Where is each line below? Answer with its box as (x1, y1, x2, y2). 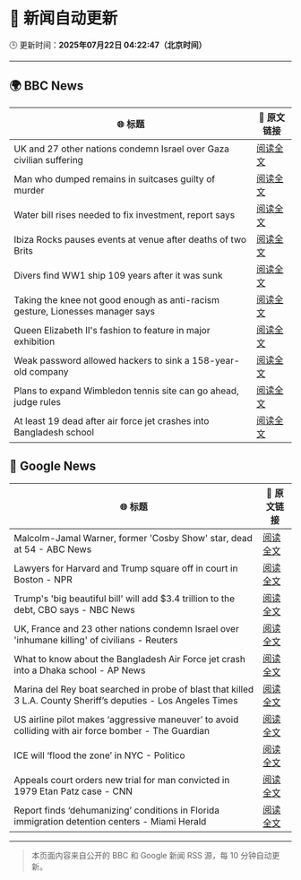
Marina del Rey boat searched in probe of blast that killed (13, 683, 254, 695)
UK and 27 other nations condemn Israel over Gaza (13, 142, 230, 155)
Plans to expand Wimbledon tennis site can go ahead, (13, 384, 239, 397)
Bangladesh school (13, 426, 95, 438)
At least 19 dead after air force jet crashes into (13, 414, 210, 427)
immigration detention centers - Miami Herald (13, 815, 207, 827)
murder (13, 184, 45, 196)
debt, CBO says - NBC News (13, 603, 136, 616)
